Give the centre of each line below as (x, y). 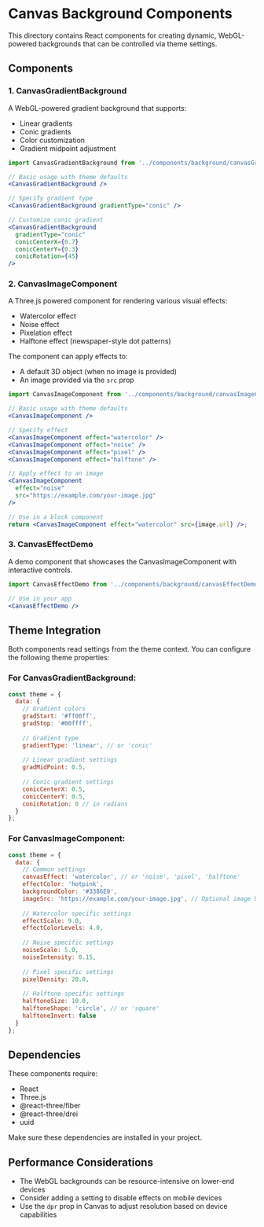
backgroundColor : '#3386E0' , (70, 891)
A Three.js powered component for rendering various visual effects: (118, 301)
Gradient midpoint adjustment (68, 148)
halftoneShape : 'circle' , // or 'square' (91, 1008)
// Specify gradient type (50, 198)
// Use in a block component (56, 517)
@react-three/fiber (50, 1106)
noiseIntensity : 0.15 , (59, 957)
